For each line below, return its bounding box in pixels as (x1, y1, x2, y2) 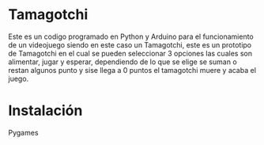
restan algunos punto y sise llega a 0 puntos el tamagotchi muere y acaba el (8, 65, 257, 74)
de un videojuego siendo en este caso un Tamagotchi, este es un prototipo (8, 40, 251, 49)
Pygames (8, 128, 39, 137)
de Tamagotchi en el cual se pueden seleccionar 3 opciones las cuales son (8, 48, 253, 58)
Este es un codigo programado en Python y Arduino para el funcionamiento (8, 32, 255, 41)
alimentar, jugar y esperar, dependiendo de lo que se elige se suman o (8, 57, 237, 67)
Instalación (8, 101, 83, 120)
